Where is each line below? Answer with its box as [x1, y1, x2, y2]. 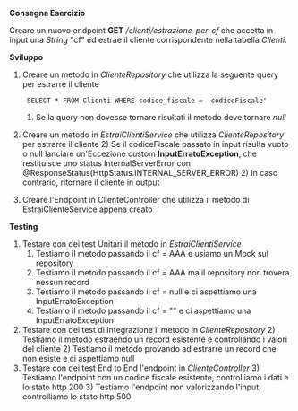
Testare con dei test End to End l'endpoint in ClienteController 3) [21, 363, 260, 373]
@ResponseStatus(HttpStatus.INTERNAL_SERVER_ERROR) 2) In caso [21, 168, 278, 178]
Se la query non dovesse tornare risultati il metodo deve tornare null [35, 112, 286, 122]
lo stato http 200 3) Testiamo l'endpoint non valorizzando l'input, [21, 381, 261, 392]
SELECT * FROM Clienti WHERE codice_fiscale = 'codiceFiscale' [26, 96, 268, 105]
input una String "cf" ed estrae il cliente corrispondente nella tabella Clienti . [9, 35, 288, 45]
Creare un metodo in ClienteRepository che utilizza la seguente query [21, 69, 279, 80]
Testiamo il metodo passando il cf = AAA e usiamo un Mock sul [35, 249, 268, 258]
